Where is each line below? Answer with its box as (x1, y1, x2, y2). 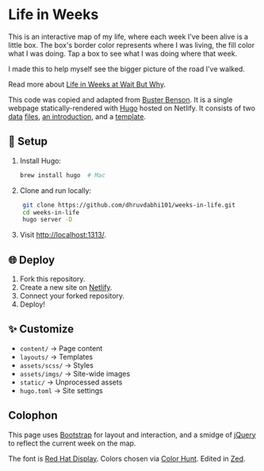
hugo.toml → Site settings (19, 385, 103, 395)
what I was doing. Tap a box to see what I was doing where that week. (8, 48, 238, 58)
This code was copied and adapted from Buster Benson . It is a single (8, 95, 233, 104)
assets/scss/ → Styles (19, 360, 94, 370)
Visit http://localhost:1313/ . (19, 230, 107, 240)
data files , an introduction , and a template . (8, 111, 147, 121)
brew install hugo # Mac (19, 171, 105, 180)
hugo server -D (22, 216, 73, 224)
